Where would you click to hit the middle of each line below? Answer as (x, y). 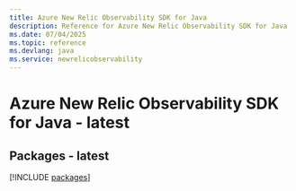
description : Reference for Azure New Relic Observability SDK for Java (148, 26)
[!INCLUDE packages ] (50, 177)
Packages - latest (59, 156)
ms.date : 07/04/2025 (48, 34)
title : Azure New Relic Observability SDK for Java (108, 17)
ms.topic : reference (48, 43)
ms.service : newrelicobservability (76, 59)
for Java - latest (70, 123)
